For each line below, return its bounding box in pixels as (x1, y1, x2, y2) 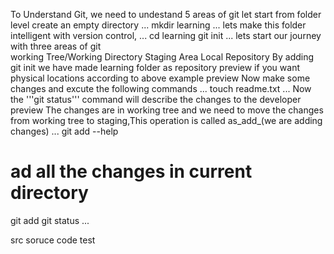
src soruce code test (10, 234, 96, 246)
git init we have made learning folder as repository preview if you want (10, 62, 301, 73)
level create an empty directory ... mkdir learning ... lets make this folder (10, 19, 307, 31)
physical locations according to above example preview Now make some (10, 72, 311, 84)
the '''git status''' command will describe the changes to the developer (10, 94, 302, 105)
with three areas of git (10, 40, 102, 52)
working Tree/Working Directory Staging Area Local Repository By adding (10, 51, 315, 63)
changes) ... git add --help (10, 125, 119, 137)
